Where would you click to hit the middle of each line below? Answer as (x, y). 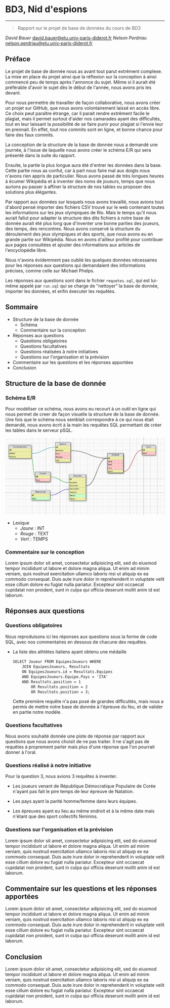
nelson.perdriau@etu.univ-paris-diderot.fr (49, 43)
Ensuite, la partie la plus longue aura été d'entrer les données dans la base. (83, 165)
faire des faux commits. (30, 134)
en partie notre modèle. (37, 712)
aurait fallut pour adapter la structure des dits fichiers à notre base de (78, 218)
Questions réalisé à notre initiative (48, 765)
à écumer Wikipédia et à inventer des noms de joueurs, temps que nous (80, 181)
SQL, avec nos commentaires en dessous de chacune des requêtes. (76, 642)
